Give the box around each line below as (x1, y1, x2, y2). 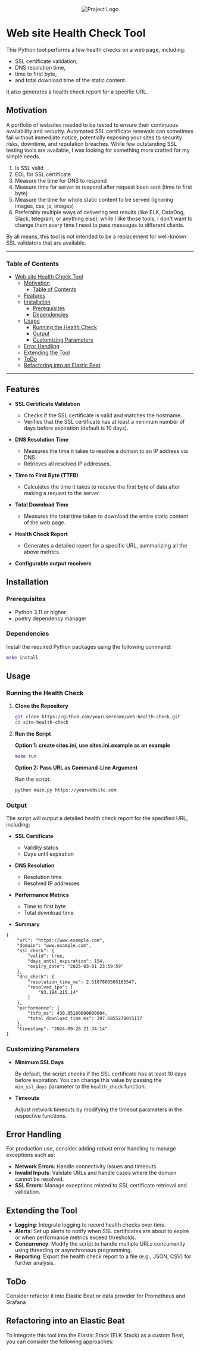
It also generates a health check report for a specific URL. (6, 88, 148, 95)
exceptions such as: (6, 1152, 55, 1159)
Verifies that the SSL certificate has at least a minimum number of (23, 418, 185, 425)
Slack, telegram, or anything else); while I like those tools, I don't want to (14, 215, 193, 222)
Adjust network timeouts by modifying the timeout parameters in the (14, 1106, 183, 1113)
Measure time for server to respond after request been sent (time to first (14, 183, 192, 190)
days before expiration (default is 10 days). (23, 424, 129, 431)
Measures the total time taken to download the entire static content (23, 512, 189, 520)
